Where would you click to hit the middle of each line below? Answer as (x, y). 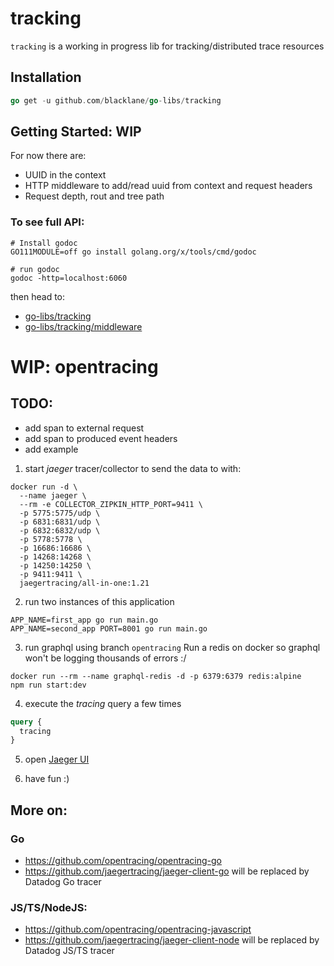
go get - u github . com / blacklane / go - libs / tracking (116, 100)
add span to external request (84, 428)
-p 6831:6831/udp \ (60, 522)
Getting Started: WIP (76, 132)
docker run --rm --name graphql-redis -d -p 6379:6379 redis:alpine (156, 676)
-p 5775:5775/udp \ (60, 513)
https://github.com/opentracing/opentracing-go (123, 861)
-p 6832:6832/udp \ (60, 530)
